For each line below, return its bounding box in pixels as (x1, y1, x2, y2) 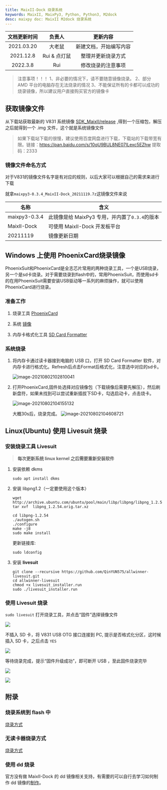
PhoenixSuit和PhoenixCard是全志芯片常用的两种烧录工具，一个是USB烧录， (5, 265, 161, 271)
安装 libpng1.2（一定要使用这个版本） (12, 485, 89, 491)
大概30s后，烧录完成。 (12, 411, 60, 417)
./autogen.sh (12, 517, 40, 522)
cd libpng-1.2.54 (12, 513, 49, 518)
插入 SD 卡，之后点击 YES (5, 638, 57, 644)
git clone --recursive (12, 569, 60, 574)
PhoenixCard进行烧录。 (5, 284, 54, 290)
